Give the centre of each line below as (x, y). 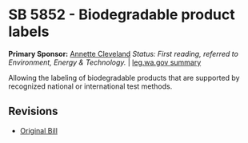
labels (29, 32)
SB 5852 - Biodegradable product (122, 15)
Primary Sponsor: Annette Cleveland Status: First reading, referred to (123, 54)
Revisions (33, 111)
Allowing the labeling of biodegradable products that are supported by (124, 77)
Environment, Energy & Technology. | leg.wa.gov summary (105, 62)
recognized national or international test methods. (90, 86)
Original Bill (39, 130)
